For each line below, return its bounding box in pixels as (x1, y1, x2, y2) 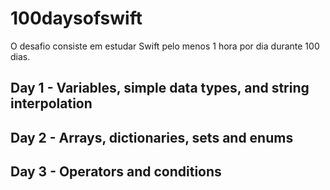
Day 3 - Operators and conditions (10, 163, 222, 181)
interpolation (10, 95, 93, 112)
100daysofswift (10, 7, 143, 30)
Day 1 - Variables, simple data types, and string (10, 80, 310, 97)
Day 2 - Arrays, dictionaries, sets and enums (10, 129, 294, 146)
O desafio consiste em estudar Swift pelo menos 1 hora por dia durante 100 (10, 40, 320, 52)
